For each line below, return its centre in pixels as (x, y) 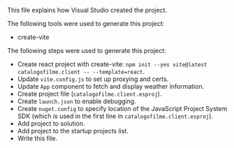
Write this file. (37, 138)
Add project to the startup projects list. (73, 131)
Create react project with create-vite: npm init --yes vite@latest (112, 64)
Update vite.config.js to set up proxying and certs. (93, 79)
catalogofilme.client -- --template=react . (81, 72)
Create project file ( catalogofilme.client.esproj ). (89, 94)
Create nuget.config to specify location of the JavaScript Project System (122, 109)
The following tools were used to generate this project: (86, 23)
